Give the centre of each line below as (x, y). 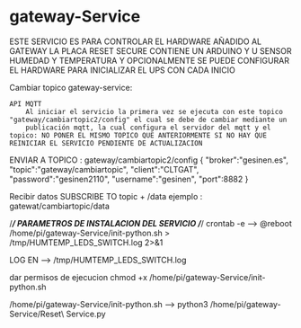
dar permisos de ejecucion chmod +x (79, 277)
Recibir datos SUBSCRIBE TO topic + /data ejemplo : (106, 196)
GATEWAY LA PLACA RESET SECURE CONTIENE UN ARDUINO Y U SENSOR (150, 50)
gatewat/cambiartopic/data (60, 206)
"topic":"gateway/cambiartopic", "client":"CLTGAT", (104, 169)
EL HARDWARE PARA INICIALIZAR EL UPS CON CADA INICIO (123, 70)
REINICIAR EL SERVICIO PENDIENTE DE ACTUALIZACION (106, 143)
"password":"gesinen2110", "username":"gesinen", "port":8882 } (129, 179)
